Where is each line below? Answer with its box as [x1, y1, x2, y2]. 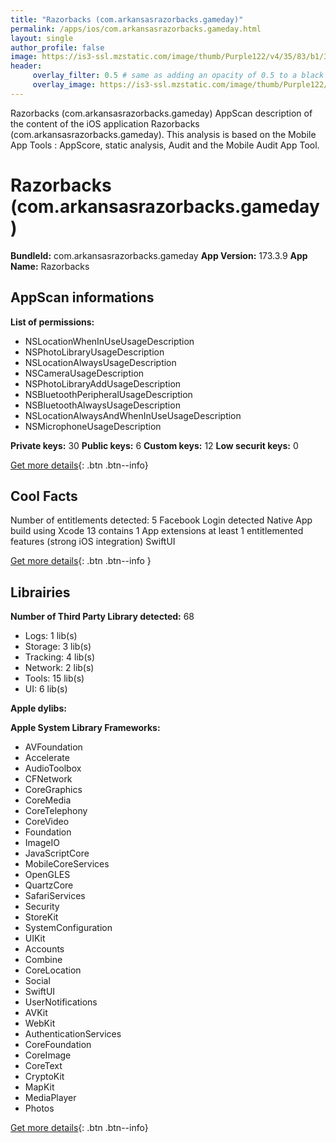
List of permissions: [10, 316, 95, 328]
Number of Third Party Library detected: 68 [10, 611, 195, 623]
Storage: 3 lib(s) [24, 641, 92, 653]
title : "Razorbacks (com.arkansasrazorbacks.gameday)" [10, 14, 244, 25]
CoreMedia [24, 794, 72, 806]
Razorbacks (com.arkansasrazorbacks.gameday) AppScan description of [10, 107, 313, 119]
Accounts [24, 943, 65, 955]
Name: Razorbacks [10, 260, 90, 272]
